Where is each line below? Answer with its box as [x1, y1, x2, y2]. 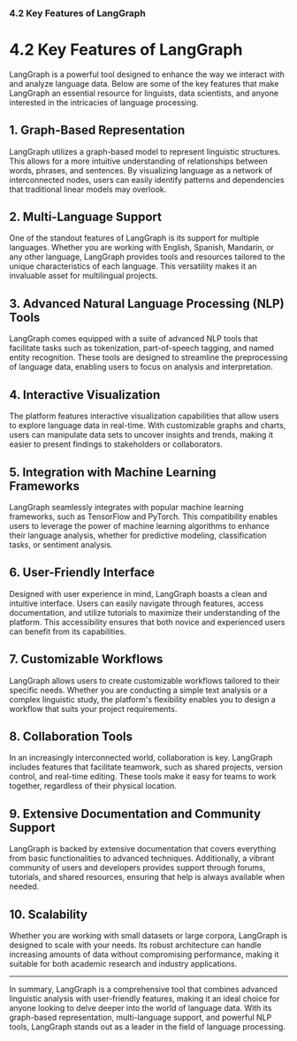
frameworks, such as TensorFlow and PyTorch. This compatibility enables [9, 511, 278, 522]
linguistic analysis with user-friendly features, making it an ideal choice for [9, 993, 280, 1004]
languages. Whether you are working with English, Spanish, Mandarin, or [9, 242, 275, 253]
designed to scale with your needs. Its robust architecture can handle [9, 939, 263, 950]
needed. [9, 881, 40, 892]
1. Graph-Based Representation [9, 123, 186, 138]
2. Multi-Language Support [9, 210, 162, 225]
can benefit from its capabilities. [9, 626, 126, 637]
